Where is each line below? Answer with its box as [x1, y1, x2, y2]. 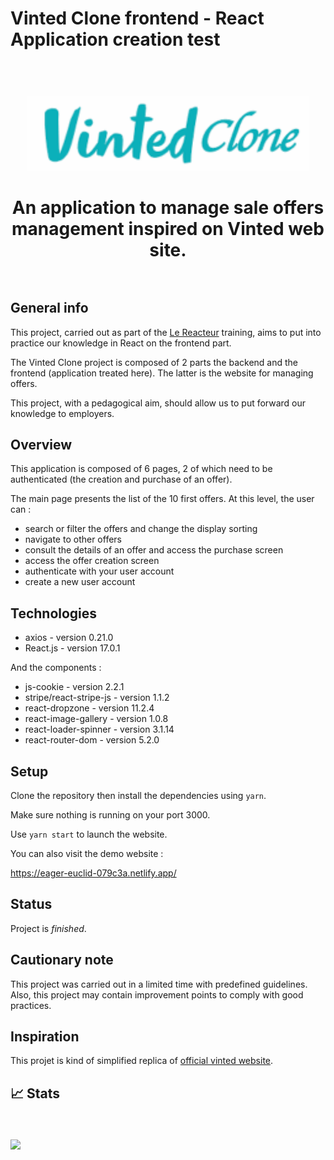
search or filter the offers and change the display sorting [24, 523, 258, 535]
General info [10, 300, 89, 317]
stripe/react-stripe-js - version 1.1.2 [24, 692, 170, 704]
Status [10, 896, 53, 913]
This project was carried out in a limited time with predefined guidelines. [10, 978, 308, 990]
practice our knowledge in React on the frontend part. [10, 337, 232, 349]
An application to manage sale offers [11, 196, 325, 219]
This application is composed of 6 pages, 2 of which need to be [10, 463, 273, 475]
